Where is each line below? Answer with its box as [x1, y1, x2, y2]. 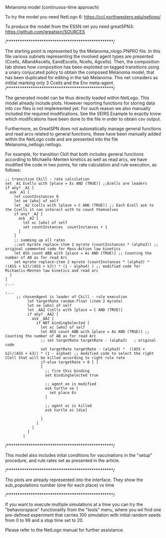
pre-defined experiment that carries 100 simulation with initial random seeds [5, 512, 161, 518]
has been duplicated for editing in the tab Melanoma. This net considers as [5, 75, 158, 80]
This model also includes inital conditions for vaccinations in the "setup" [5, 452, 153, 458]
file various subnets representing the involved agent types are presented [5, 53, 154, 59]
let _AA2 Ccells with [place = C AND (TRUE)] [27, 307, 123, 312]
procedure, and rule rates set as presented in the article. [5, 458, 120, 463]
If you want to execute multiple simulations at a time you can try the [5, 502, 143, 507]
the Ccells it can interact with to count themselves [5, 207, 119, 212]
